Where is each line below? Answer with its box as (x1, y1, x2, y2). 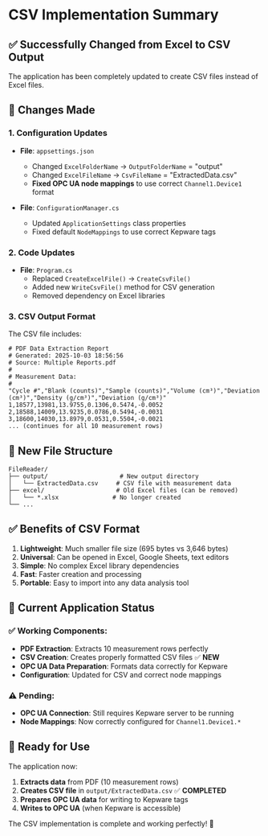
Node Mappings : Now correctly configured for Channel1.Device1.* (19, 716, 242, 726)
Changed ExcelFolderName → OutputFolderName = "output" (31, 161, 223, 171)
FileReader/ (8, 465, 48, 474)
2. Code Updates (8, 247, 75, 258)
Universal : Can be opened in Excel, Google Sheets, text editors (19, 552, 229, 562)
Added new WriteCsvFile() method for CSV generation (31, 282, 215, 291)
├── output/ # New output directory (8, 472, 199, 480)
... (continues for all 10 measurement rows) (8, 422, 163, 430)
